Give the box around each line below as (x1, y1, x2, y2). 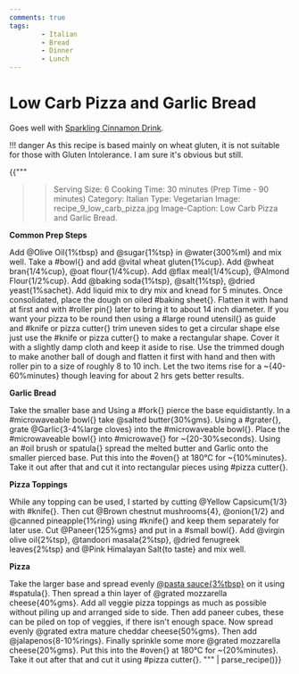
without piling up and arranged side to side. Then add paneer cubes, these (9, 606, 284, 617)
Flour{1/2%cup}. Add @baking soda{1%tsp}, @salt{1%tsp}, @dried (9, 275, 255, 286)
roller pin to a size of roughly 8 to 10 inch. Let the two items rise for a (9, 361, 262, 371)
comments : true (9, 12, 66, 22)
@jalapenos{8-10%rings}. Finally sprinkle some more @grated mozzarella (9, 635, 281, 645)
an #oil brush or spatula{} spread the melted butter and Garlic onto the (9, 443, 269, 453)
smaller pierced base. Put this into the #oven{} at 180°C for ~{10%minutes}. (9, 452, 287, 462)
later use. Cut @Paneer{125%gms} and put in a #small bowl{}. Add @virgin (9, 524, 286, 536)
